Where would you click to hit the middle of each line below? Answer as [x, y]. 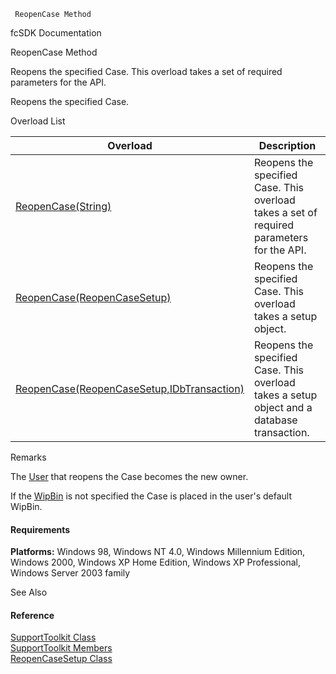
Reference [32, 615]
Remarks [28, 457]
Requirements [40, 529]
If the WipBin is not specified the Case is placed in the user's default [151, 496]
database [275, 420]
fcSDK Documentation [56, 33]
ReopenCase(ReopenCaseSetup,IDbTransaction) [130, 388]
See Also [29, 592]
